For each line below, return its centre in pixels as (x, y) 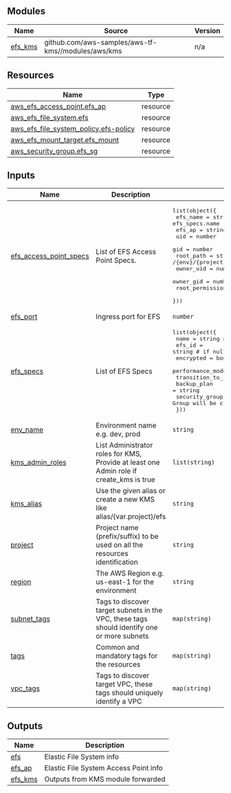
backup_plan (194, 384)
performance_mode (199, 371)
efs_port (24, 317)
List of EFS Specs (124, 371)
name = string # (201, 339)
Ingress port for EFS (128, 317)
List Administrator (124, 445)
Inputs (21, 176)
